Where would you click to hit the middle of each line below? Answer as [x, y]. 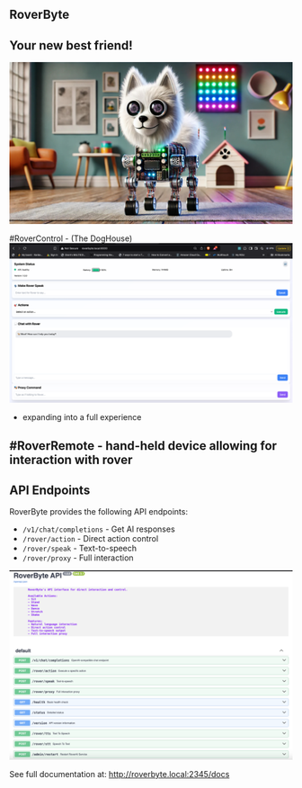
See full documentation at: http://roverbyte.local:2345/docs [120, 774]
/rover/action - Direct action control [90, 539]
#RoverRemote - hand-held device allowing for [143, 446]
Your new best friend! [71, 45]
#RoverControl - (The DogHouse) [71, 238]
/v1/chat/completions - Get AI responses [98, 529]
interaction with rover [71, 459]
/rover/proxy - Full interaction [78, 558]
